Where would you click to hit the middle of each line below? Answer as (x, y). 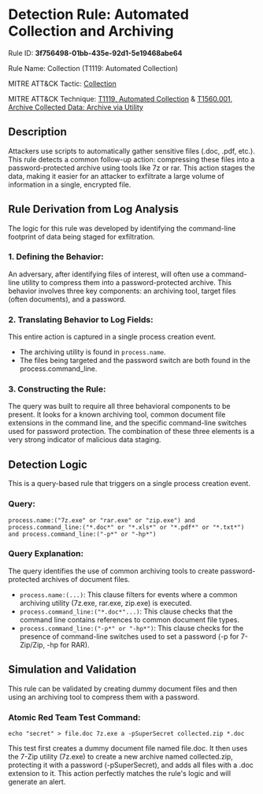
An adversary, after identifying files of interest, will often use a (109, 274)
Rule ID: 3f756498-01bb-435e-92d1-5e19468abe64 (95, 53)
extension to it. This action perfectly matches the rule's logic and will (119, 773)
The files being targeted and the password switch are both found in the (135, 361)
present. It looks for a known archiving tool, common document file (117, 414)
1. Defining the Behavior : (56, 257)
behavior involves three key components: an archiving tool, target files (122, 291)
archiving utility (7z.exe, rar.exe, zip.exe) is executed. (106, 603)
